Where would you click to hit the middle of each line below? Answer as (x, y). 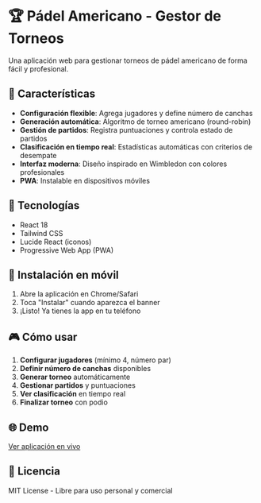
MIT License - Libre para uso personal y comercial (90, 490)
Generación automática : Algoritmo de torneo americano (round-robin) (135, 122)
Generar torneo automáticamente (75, 377)
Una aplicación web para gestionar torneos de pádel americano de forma (128, 60)
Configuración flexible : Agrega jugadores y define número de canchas (136, 113)
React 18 (34, 225)
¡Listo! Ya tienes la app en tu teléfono (80, 311)
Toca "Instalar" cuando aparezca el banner (90, 303)
